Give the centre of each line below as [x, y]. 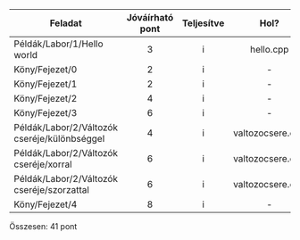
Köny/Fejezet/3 [46, 113]
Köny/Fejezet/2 [46, 99]
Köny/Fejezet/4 [46, 204]
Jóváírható [150, 17]
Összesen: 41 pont [43, 226]
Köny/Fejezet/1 [46, 84]
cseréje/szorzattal [51, 190]
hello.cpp [269, 50]
